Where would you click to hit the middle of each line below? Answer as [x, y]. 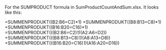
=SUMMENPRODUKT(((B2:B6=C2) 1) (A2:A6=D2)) [56, 32]
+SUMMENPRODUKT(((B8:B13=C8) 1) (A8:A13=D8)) [58, 38]
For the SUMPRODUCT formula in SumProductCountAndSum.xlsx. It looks [82, 7]
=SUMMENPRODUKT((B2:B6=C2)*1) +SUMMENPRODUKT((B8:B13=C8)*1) [83, 22]
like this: [13, 12]
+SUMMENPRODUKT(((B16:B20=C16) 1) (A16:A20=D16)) [62, 43]
